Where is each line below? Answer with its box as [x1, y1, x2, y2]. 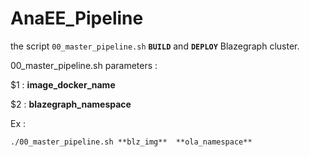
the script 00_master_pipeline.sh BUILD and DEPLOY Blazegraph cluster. [10, 40, 300, 52]
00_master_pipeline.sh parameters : [10, 59, 158, 71]
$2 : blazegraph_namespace [10, 98, 132, 110]
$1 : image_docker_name [10, 78, 116, 91]
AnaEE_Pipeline [10, 7, 144, 30]
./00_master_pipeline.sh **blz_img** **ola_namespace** [10, 137, 253, 147]
